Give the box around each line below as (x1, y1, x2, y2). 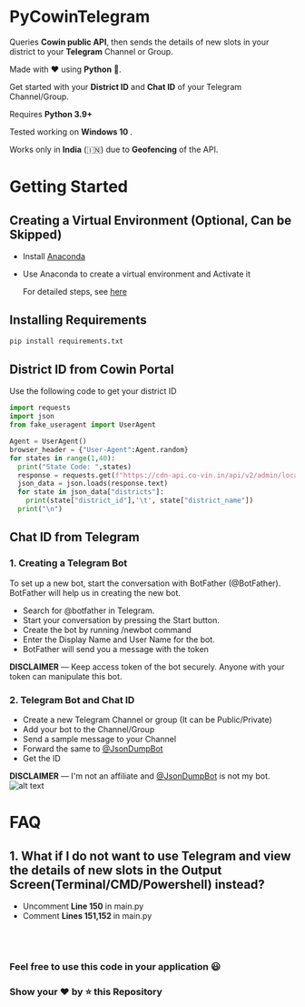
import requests (9, 403, 71, 413)
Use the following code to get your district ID (9, 386, 177, 397)
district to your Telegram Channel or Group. (9, 45, 174, 56)
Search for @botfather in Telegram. (22, 605, 155, 616)
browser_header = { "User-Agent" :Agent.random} (9, 445, 189, 454)
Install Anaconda (22, 250, 86, 261)
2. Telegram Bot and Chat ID (9, 693, 135, 706)
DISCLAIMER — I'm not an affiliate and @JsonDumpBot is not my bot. (9, 770, 271, 781)
